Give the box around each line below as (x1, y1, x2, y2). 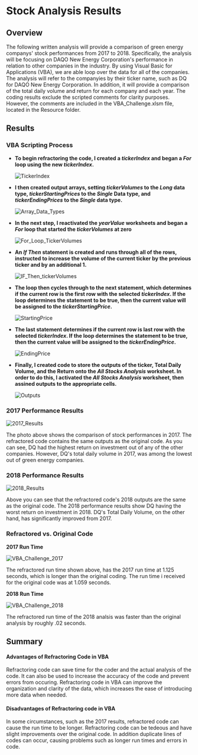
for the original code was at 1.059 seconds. (6, 579, 111, 586)
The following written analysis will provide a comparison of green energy (6, 43, 184, 50)
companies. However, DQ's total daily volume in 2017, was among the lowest (6, 450, 192, 457)
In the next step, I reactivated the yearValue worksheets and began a (14, 219, 188, 226)
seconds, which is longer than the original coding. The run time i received (6, 572, 185, 579)
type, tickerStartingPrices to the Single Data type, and (14, 190, 151, 197)
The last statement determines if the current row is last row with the (14, 325, 185, 333)
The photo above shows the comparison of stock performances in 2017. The (6, 431, 192, 438)
